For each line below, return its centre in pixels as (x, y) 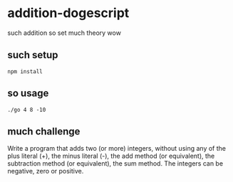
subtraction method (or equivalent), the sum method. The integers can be (115, 164)
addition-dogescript (68, 13)
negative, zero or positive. (46, 171)
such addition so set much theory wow (64, 33)
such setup (33, 55)
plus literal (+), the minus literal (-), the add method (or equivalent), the (111, 156)
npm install (25, 71)
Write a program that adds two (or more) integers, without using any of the (117, 149)
